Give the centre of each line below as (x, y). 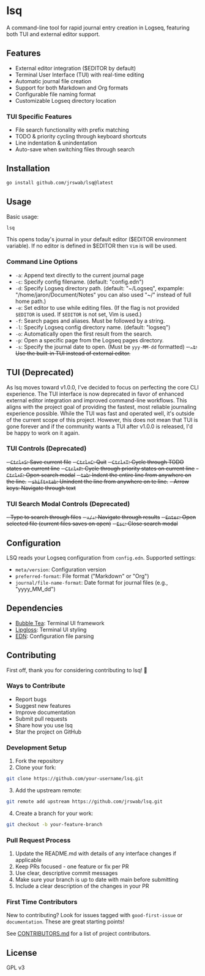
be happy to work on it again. (43, 433)
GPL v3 (16, 967)
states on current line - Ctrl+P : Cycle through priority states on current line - (102, 468)
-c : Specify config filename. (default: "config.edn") (79, 282)
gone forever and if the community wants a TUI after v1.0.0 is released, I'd (99, 426)
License (22, 953)
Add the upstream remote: (48, 790)
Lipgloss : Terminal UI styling (51, 629)
